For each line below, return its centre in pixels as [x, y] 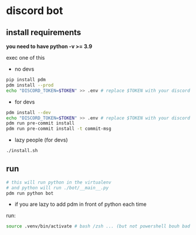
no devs [24, 69]
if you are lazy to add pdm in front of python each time [80, 204]
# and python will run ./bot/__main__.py [58, 188]
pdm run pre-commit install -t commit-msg [59, 129]
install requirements [44, 32]
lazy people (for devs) [41, 140]
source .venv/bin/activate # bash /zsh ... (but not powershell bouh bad [98, 226]
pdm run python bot [30, 193]
